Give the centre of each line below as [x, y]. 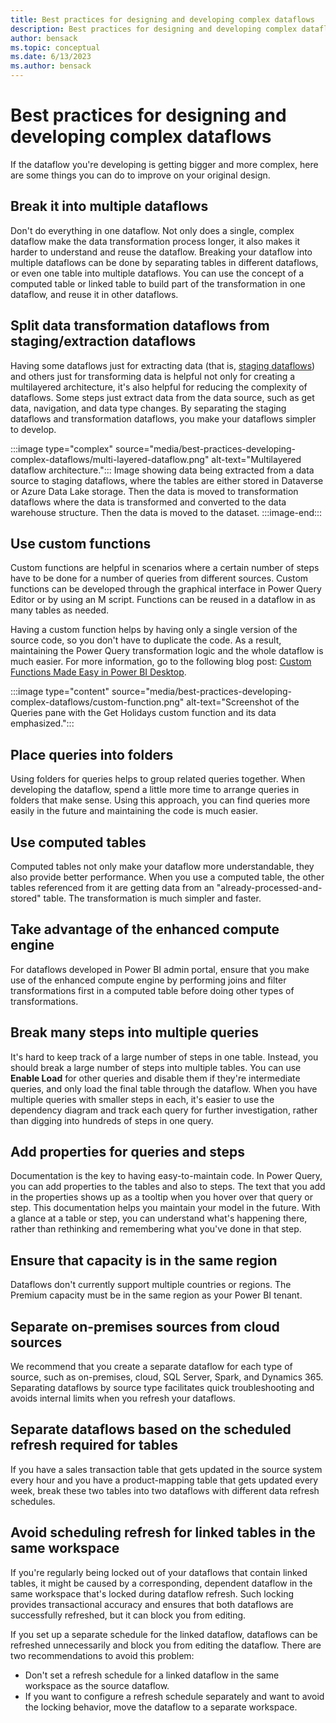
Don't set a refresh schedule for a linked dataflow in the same [152, 1675]
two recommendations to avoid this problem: [102, 1655]
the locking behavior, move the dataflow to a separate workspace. [161, 1707]
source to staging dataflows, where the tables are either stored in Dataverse [167, 480]
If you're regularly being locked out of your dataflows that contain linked [159, 1572]
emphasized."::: [42, 723]
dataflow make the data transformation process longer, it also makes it [155, 241]
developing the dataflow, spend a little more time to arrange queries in [155, 790]
